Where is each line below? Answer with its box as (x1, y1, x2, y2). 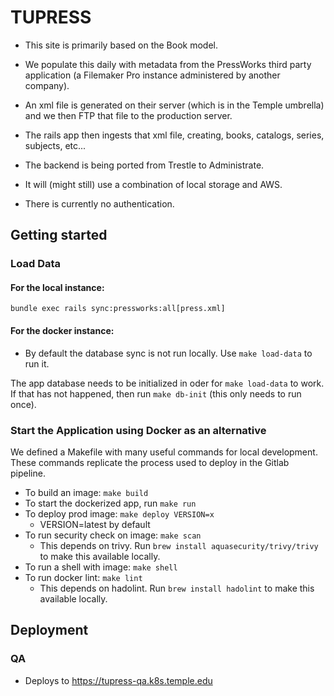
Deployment (10, 622, 89, 639)
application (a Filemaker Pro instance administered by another (24, 69, 281, 81)
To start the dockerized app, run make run (24, 497, 197, 509)
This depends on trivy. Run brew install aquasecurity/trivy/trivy (39, 539, 319, 551)
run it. (24, 357, 50, 370)
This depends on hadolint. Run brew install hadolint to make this (39, 582, 315, 594)
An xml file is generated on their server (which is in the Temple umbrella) (24, 99, 325, 111)
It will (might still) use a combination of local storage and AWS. (24, 178, 283, 190)
